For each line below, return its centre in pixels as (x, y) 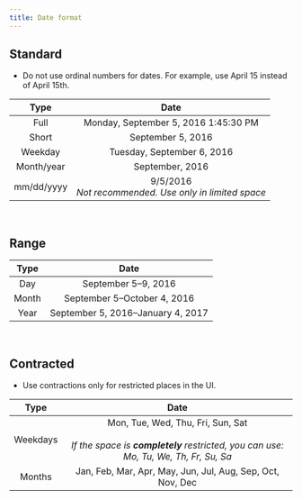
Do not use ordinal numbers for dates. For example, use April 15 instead (155, 76)
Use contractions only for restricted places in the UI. (119, 386)
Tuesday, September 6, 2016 (171, 152)
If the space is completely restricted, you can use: (178, 445)
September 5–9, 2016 (129, 284)
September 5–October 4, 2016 (129, 298)
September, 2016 (171, 167)
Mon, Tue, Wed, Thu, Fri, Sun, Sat (178, 423)
